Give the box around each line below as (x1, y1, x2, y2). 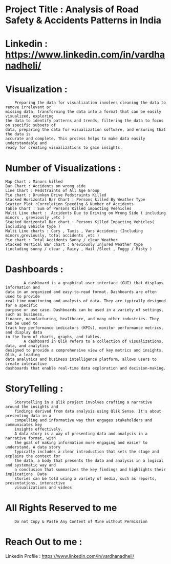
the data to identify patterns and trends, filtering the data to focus (5, 118, 164, 124)
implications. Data (5, 472, 47, 477)
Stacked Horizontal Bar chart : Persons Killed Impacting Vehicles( (5, 220, 155, 225)
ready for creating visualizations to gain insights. (5, 145, 123, 150)
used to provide (5, 294, 40, 299)
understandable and (5, 141, 47, 146)
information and (5, 285, 40, 290)
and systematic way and (5, 463, 56, 468)
